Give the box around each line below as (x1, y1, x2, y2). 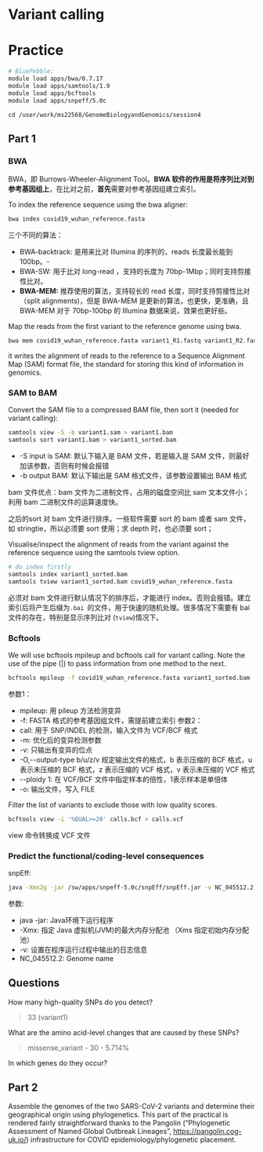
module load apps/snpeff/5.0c (8, 97, 107, 104)
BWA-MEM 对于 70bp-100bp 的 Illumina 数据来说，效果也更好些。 (19, 306, 232, 316)
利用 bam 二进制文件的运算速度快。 (8, 497, 123, 507)
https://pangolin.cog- (173, 1127, 243, 1136)
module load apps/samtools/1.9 (8, 82, 110, 90)
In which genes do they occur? (8, 1058, 108, 1067)
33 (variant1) (27, 1012, 69, 1022)
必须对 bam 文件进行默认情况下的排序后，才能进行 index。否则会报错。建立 (8, 593, 252, 602)
